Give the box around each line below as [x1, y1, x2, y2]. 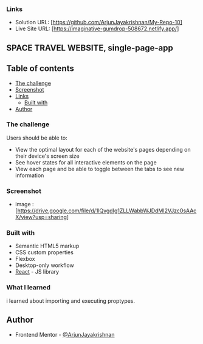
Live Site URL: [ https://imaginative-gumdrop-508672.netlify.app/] [15, 25, 179, 32]
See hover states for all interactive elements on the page [15, 158, 157, 166]
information [15, 172, 44, 179]
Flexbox [15, 255, 35, 263]
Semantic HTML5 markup [15, 242, 80, 250]
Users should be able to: [6, 134, 68, 141]
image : [15, 201, 35, 208]
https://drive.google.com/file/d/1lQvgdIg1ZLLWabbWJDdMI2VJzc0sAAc [17, 207, 197, 214]
